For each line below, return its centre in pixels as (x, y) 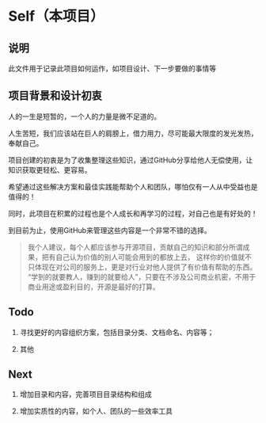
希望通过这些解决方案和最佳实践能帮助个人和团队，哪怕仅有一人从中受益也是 (133, 186)
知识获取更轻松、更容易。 (50, 170)
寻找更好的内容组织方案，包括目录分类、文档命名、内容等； (117, 332)
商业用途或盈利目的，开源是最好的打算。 (93, 287)
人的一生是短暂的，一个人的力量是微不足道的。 (84, 116)
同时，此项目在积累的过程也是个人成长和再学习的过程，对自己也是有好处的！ (133, 213)
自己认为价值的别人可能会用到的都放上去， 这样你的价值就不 (153, 257)
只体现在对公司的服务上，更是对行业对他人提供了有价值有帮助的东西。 (142, 267)
